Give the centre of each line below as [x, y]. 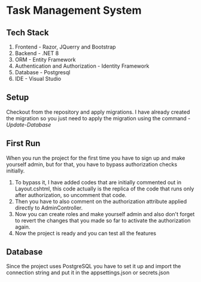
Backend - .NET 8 [37, 53]
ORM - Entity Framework [45, 60]
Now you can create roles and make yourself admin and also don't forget [105, 214]
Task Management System [74, 10]
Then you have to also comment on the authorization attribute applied [101, 201]
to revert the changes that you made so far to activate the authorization [103, 220]
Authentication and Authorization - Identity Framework [82, 66]
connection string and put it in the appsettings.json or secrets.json [88, 272]
